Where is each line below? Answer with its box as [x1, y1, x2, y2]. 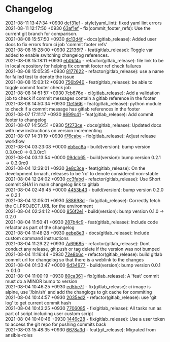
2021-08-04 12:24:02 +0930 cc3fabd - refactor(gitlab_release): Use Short [5, 176, 161, 182]
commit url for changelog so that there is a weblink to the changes [5, 256, 144, 262]
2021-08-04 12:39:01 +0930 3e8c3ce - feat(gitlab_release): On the [5, 165, 146, 171]
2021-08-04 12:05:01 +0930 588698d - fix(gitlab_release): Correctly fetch [5, 197, 161, 203]
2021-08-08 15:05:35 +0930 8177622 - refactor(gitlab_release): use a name [5, 68, 164, 74]
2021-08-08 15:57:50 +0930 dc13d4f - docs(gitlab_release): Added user [5, 36, 157, 42]
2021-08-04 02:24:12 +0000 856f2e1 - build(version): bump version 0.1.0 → [5, 208, 164, 214]
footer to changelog [5, 117, 47, 123]
